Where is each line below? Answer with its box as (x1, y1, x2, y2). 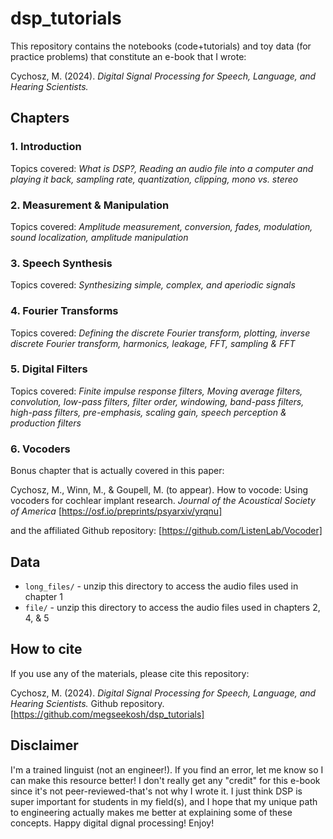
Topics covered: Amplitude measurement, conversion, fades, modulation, (10, 220, 313, 232)
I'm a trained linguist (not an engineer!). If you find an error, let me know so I (10, 763, 324, 776)
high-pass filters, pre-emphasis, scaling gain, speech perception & (10, 406, 287, 418)
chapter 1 (24, 590, 64, 602)
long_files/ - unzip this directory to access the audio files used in (24, 580, 299, 592)
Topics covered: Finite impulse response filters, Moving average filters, (10, 385, 303, 397)
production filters (10, 417, 82, 429)
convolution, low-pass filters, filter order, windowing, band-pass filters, (10, 395, 305, 407)
